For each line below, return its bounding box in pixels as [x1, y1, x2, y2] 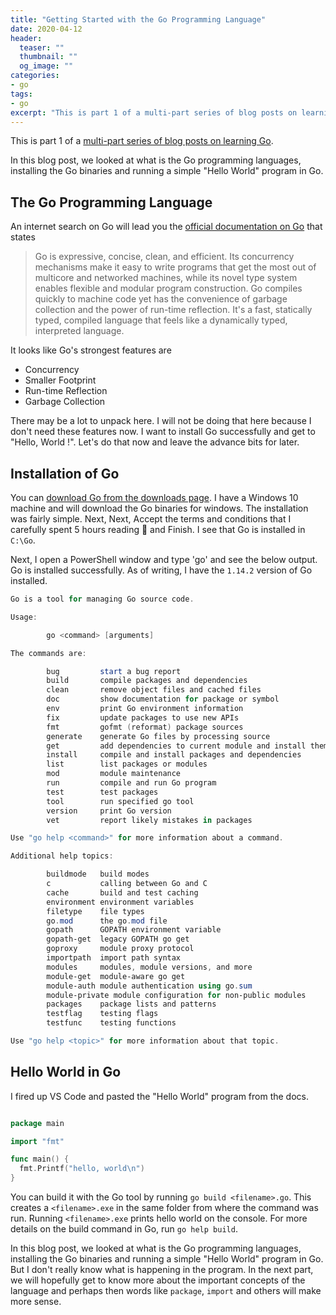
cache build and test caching [46, 887, 199, 898]
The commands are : [10, 648, 87, 658]
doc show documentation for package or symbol [46, 694, 280, 705]
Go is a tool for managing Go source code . [10, 594, 195, 604]
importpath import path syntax [46, 953, 182, 963]
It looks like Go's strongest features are [10, 344, 172, 356]
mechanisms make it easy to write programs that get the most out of [34, 261, 317, 273]
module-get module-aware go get [46, 971, 186, 981]
